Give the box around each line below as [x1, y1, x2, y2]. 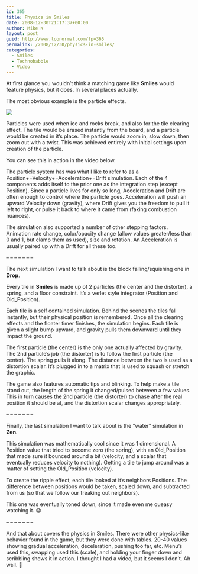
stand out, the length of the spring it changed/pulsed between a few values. [6, 387, 191, 394]
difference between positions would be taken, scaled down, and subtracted [6, 483, 190, 490]
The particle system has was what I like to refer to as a [6, 168, 139, 175]
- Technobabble [11, 58, 49, 64]
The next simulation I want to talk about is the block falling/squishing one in [6, 266, 190, 273]
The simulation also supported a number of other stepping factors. [6, 224, 168, 231]
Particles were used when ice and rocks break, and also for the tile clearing [6, 120, 190, 127]
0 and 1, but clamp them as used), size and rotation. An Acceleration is [6, 236, 178, 243]
